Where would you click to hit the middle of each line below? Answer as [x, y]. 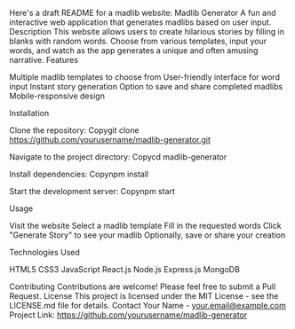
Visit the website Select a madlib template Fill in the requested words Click [145, 226]
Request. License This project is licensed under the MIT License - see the [144, 296]
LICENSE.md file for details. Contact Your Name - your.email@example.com [147, 305]
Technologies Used [44, 252]
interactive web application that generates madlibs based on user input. [140, 22]
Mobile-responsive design [57, 96]
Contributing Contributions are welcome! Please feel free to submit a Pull [143, 286]
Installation [29, 113]
